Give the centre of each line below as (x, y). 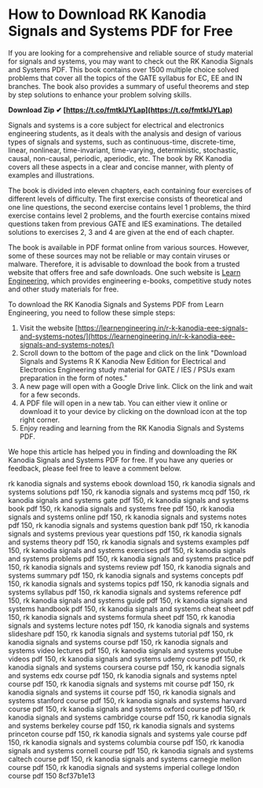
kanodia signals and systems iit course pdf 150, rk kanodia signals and (122, 692)
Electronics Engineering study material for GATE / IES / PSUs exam (127, 369)
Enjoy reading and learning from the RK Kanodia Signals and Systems (132, 428)
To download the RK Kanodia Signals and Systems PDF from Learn (116, 304)
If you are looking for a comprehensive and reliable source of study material (131, 53)
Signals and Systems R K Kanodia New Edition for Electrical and (122, 361)
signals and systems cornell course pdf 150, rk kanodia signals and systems (131, 750)
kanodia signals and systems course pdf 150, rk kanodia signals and (118, 642)
